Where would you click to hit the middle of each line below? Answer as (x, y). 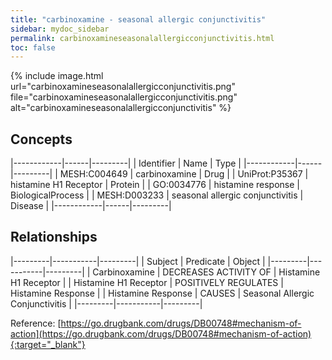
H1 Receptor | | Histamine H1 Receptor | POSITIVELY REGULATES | (147, 282)
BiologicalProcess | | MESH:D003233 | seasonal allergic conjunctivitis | (157, 195)
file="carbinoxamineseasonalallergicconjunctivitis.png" (124, 97)
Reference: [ (36, 323)
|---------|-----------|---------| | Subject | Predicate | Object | (138, 261)
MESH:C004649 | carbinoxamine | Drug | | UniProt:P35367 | (184, 174)
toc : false (33, 47)
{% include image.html (57, 76)
